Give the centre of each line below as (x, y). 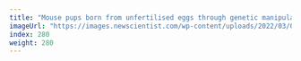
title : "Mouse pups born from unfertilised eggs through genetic (133, 17)
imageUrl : (28, 26)
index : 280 (30, 34)
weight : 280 (31, 43)
